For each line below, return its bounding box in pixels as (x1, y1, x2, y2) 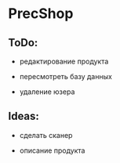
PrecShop (8, 5, 74, 23)
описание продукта (19, 146, 85, 155)
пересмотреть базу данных (19, 72, 112, 81)
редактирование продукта (19, 56, 109, 66)
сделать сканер (19, 130, 73, 139)
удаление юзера (19, 87, 75, 96)
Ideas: (8, 110, 39, 123)
